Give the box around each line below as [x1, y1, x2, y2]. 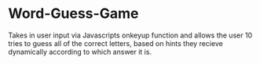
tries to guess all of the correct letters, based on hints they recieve [8, 38, 224, 48]
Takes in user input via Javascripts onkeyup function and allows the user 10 [8, 30, 253, 40]
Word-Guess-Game [8, 5, 139, 23]
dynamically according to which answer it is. [8, 47, 152, 56]
